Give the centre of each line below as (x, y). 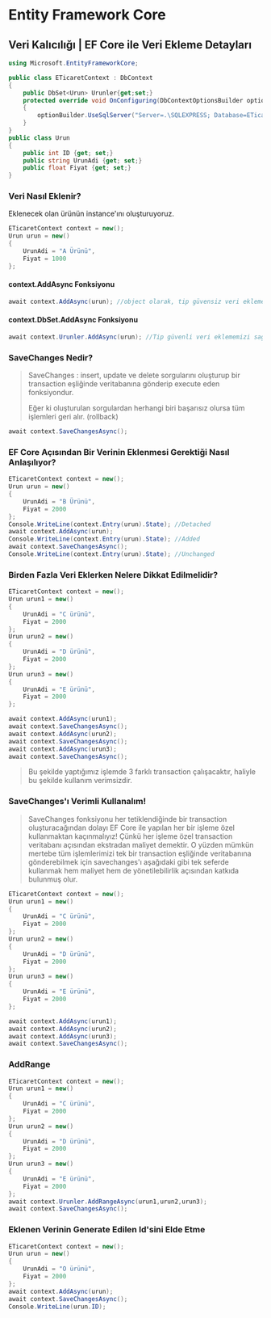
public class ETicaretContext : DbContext (81, 78)
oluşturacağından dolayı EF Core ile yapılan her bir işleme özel (131, 827)
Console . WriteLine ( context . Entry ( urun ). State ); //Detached (110, 524)
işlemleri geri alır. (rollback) (73, 417)
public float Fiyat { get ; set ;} (77, 168)
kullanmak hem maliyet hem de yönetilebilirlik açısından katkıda (133, 870)
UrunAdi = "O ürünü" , (59, 1269)
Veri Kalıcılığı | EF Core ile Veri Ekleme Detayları (130, 45)
